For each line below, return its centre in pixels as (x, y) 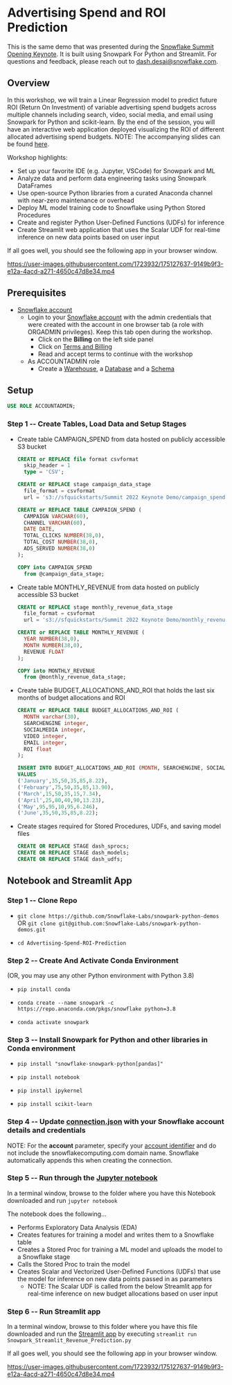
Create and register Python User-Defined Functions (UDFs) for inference (121, 222)
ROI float (38, 749)
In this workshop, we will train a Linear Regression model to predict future (112, 100)
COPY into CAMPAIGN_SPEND (54, 567)
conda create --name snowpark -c (65, 1003)
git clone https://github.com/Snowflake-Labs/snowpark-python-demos (118, 916)
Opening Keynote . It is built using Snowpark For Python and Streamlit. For (112, 54)
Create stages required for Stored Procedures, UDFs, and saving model (119, 826)
